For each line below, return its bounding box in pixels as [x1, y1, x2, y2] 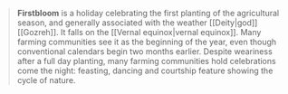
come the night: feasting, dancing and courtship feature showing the [16, 65, 274, 76]
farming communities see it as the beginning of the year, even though [16, 36, 277, 47]
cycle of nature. [16, 75, 76, 85]
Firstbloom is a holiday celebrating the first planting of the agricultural [16, 8, 280, 18]
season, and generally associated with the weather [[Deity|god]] [16, 17, 258, 28]
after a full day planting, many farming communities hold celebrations [16, 56, 277, 66]
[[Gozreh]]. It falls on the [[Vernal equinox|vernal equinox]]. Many [16, 27, 262, 37]
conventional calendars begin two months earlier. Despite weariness [16, 46, 273, 57]
